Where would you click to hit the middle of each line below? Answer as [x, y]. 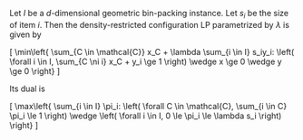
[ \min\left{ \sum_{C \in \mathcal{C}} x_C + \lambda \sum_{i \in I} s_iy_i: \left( [152, 51]
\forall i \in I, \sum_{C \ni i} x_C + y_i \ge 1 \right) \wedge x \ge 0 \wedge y [146, 61]
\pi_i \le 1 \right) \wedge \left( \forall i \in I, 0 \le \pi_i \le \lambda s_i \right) [146, 116]
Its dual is [27, 89]
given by [26, 34]
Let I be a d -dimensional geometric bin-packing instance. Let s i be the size [149, 14]
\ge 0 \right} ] [35, 70]
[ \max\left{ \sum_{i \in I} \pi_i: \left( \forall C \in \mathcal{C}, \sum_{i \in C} [148, 106]
